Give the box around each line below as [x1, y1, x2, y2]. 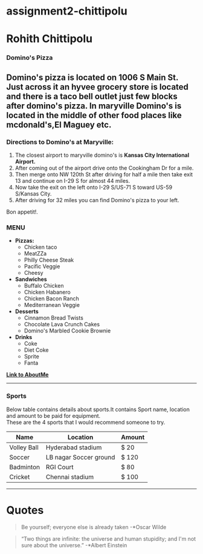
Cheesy [24, 269, 43, 277]
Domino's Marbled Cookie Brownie [24, 327, 111, 334]
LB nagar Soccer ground [45, 453, 115, 461]
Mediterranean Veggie [24, 302, 80, 309]
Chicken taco [24, 243, 57, 251]
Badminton [9, 463, 40, 471]
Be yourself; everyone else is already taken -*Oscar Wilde [21, 523, 167, 530]
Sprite [24, 353, 39, 360]
